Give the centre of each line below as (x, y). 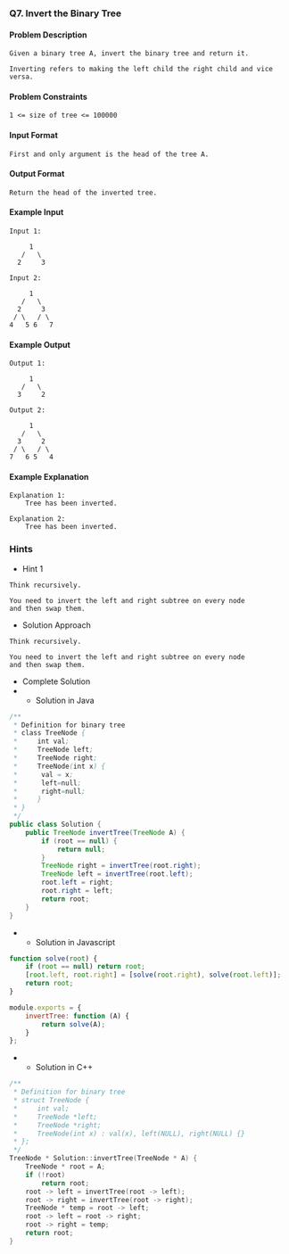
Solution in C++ (64, 1068)
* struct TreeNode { (51, 1101)
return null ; (81, 849)
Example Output (40, 344)
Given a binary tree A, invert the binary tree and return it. (129, 54)
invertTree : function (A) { (77, 1016)
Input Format (33, 135)
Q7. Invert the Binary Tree (66, 13)
